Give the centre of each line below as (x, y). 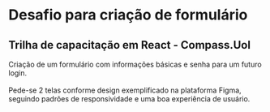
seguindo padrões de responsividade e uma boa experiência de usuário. (129, 99)
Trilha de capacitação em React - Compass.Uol (130, 45)
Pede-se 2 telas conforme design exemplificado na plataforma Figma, (125, 90)
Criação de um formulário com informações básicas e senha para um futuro (135, 64)
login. (18, 73)
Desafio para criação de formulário (128, 15)
